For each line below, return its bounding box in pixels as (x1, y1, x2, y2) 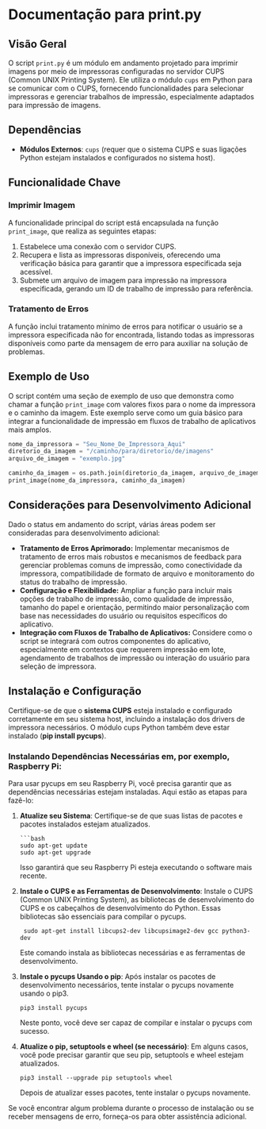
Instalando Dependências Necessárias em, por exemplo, (8, 750, 230, 761)
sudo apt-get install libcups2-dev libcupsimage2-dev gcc (23, 927, 219, 934)
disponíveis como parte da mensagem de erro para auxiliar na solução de (8, 338, 249, 348)
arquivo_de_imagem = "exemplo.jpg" (8, 455, 126, 463)
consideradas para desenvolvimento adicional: (8, 528, 161, 538)
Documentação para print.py (8, 6, 202, 24)
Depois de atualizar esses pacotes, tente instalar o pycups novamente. (19, 1088, 251, 1097)
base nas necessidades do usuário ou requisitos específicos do (19, 611, 228, 620)
